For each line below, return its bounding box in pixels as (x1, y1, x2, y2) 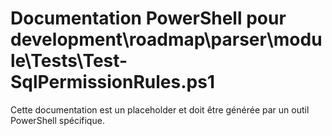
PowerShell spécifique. (10, 114, 105, 126)
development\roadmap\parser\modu (10, 28, 323, 51)
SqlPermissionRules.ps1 (10, 71, 215, 94)
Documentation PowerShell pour (10, 7, 287, 30)
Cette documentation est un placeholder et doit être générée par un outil (10, 103, 310, 116)
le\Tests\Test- (10, 50, 128, 72)
